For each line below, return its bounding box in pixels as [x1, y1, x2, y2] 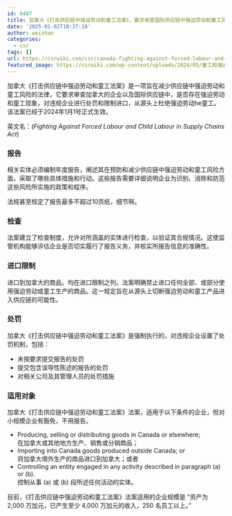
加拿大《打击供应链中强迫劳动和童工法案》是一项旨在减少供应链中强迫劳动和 [7, 81, 225, 90]
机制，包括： [12, 340, 50, 348]
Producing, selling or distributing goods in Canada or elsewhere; [17, 430, 200, 439]
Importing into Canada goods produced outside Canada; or [17, 447, 185, 455]
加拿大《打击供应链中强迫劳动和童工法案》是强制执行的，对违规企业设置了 [7, 331, 219, 340]
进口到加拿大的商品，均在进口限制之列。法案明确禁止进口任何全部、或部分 [7, 278, 219, 286]
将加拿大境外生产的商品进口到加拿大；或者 [17, 454, 139, 463]
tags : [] [7, 49, 32, 56]
